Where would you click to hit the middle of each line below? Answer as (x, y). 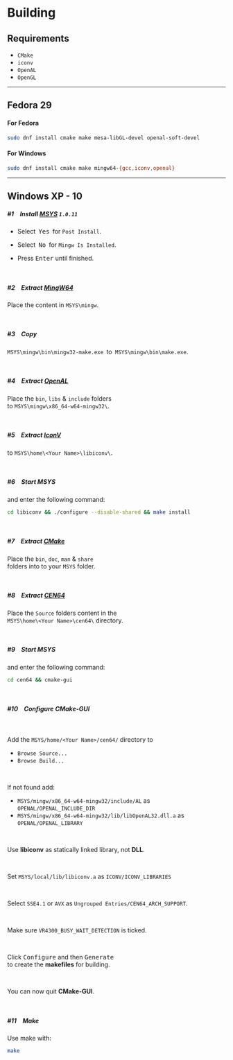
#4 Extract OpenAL (38, 381)
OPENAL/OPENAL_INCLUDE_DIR (56, 809)
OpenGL (27, 78)
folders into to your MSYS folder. (51, 566)
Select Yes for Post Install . (59, 231)
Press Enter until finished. (55, 258)
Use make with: (29, 1039)
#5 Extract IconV (34, 435)
